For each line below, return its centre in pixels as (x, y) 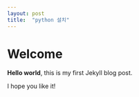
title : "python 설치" (38, 20)
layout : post (26, 13)
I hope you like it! (31, 86)
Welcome (35, 54)
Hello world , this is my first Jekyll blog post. (70, 73)
